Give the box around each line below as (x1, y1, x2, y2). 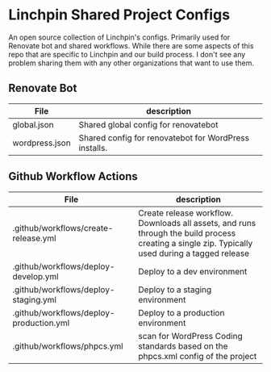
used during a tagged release (138, 248, 250, 259)
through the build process (138, 228, 236, 239)
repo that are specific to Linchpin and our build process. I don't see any (8, 49, 246, 59)
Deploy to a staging (138, 284, 212, 295)
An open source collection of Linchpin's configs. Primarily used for (8, 32, 231, 42)
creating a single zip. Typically (138, 237, 253, 249)
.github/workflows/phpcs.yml (12, 341, 123, 352)
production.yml (12, 317, 70, 328)
